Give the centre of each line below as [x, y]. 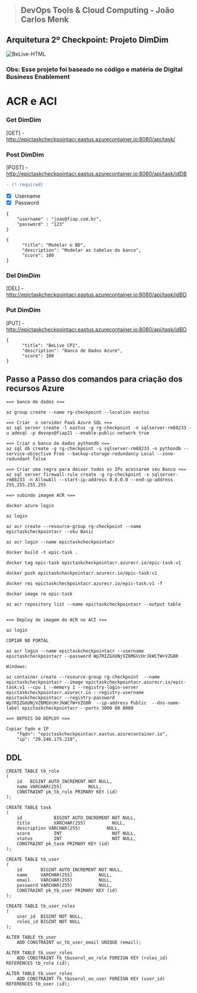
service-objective [29, 454]
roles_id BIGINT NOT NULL [49, 922]
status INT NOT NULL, [76, 839]
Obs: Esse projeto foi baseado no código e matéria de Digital [94, 69]
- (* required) [25, 184]
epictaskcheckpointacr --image [45, 682]
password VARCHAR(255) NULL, [64, 886]
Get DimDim [24, 120]
